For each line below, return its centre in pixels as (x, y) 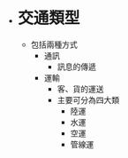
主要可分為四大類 (88, 99)
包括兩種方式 (54, 44)
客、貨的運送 (80, 89)
